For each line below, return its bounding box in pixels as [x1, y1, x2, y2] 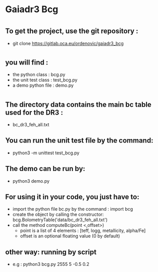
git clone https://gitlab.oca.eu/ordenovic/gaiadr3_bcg [12, 40, 124, 46]
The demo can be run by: [5, 164, 86, 173]
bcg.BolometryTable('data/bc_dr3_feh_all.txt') [12, 217, 108, 223]
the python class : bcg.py [12, 72, 66, 78]
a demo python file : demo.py [12, 82, 74, 88]
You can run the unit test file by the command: [5, 136, 153, 145]
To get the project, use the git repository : [5, 27, 138, 36]
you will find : [5, 58, 48, 66]
